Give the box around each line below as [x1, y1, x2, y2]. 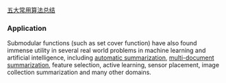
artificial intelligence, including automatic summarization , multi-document [7, 54, 214, 62]
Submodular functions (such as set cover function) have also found [7, 39, 197, 47]
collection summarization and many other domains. [7, 68, 152, 77]
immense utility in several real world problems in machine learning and [7, 47, 206, 55]
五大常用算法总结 [7, 6, 55, 14]
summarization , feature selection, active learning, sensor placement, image [7, 61, 220, 69]
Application [7, 23, 47, 33]
